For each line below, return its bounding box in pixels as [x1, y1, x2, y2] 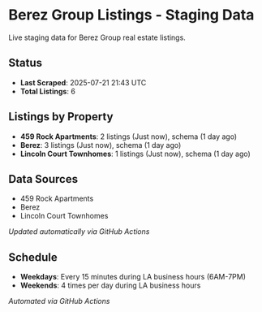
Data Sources [8, 172, 79, 186]
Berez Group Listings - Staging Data [8, 6, 255, 24]
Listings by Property [8, 110, 114, 123]
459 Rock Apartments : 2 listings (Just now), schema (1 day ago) [19, 132, 238, 141]
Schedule [8, 250, 58, 264]
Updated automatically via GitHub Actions [8, 227, 150, 236]
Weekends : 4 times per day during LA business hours [19, 280, 201, 290]
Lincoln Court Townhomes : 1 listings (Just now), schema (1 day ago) [19, 149, 251, 158]
